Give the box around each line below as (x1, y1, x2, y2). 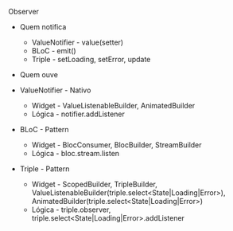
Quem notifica (19, 22, 67, 31)
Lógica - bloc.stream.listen (31, 149, 120, 158)
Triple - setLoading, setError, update (31, 55, 151, 64)
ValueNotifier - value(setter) (31, 37, 124, 47)
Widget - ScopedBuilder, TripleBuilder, (31, 179, 157, 189)
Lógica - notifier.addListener (31, 109, 126, 119)
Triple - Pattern (19, 164, 70, 174)
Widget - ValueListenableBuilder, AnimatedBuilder (31, 101, 196, 110)
